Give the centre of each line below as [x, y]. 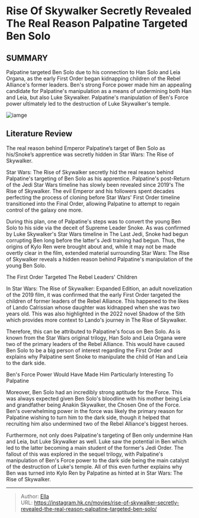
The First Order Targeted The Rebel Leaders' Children [72, 277]
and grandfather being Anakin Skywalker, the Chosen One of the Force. [93, 405]
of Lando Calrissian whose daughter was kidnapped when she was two [93, 307]
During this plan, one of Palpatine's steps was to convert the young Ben [94, 221]
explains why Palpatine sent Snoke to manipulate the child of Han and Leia [97, 356]
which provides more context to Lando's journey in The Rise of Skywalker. [97, 320]
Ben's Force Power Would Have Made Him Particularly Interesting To [90, 374]
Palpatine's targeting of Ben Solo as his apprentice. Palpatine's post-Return [98, 178]
